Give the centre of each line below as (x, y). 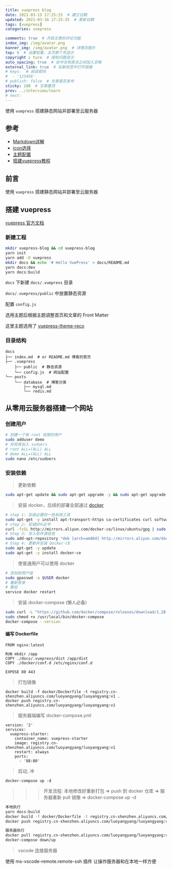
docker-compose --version (33, 622)
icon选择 (22, 148)
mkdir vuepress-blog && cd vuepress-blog (50, 248)
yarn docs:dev (20, 267)
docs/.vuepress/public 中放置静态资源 (46, 293)
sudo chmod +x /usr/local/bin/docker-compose (55, 617)
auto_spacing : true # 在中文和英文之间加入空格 (53, 62)
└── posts (16, 377)
